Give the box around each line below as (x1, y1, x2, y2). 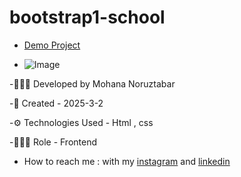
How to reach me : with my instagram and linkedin (23, 155, 231, 167)
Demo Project (23, 39, 81, 51)
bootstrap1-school (9, 6, 166, 29)
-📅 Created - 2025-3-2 (9, 97, 104, 109)
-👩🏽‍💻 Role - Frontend (9, 136, 98, 148)
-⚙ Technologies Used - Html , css (9, 116, 154, 128)
